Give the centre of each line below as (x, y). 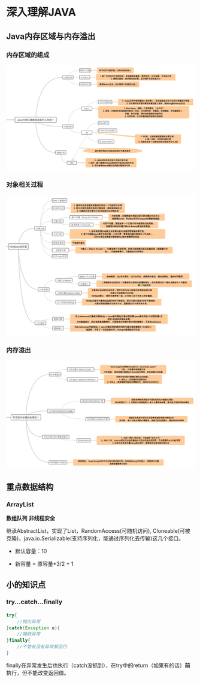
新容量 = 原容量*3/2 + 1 (44, 564)
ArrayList (20, 504)
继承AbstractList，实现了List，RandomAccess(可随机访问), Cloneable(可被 (98, 531)
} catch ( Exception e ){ (33, 628)
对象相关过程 (25, 185)
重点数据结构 (30, 487)
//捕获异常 (29, 634)
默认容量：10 (31, 551)
